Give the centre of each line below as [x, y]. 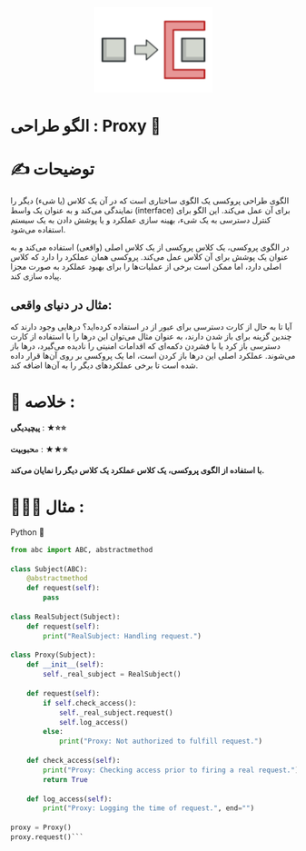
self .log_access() [94, 722]
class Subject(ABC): [49, 569]
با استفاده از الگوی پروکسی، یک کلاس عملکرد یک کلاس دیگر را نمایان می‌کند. [138, 470]
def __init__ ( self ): [65, 665]
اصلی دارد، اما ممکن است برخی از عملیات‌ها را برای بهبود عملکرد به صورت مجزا [146, 267]
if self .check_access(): [90, 703]
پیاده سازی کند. [36, 276]
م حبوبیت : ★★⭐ [39, 449]
